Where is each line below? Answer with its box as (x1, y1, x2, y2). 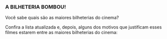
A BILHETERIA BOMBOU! (5, 3, 66, 10)
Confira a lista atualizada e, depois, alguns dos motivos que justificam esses (5, 24, 162, 30)
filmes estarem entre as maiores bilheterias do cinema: (5, 30, 118, 36)
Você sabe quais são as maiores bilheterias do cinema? (5, 15, 119, 21)
